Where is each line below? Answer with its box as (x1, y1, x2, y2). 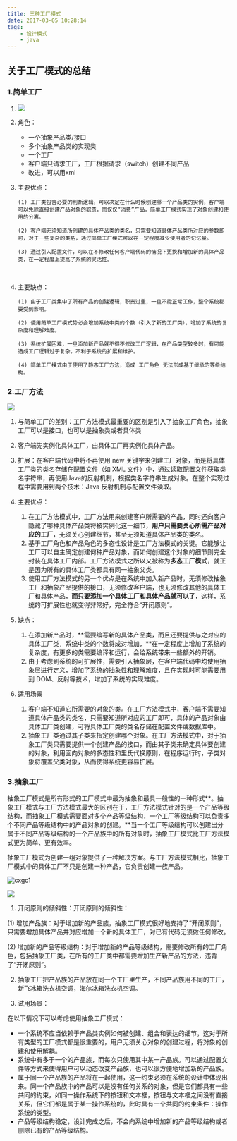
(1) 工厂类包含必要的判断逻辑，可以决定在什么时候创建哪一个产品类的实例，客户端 (17, 198, 225, 205)
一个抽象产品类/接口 (28, 133, 87, 141)
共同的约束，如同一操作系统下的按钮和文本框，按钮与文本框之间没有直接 (17, 1091, 228, 1099)
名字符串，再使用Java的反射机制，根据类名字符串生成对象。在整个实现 (17, 474, 224, 482)
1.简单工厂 (7, 87, 42, 97)
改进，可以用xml (28, 168, 76, 176)
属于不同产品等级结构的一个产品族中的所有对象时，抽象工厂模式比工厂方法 (7, 829, 224, 838)
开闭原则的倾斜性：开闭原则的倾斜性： (17, 904, 129, 913)
